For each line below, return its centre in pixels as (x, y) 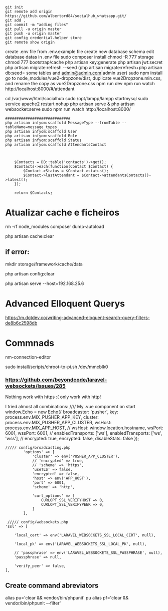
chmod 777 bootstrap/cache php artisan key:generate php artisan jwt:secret (84, 62)
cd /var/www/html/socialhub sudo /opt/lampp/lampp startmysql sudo (77, 98)
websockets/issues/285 (36, 386)
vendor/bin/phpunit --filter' (33, 603)
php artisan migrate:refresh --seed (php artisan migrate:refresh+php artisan (84, 67)
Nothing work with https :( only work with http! (53, 397)
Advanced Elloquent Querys (65, 303)
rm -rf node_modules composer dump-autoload (55, 226)
